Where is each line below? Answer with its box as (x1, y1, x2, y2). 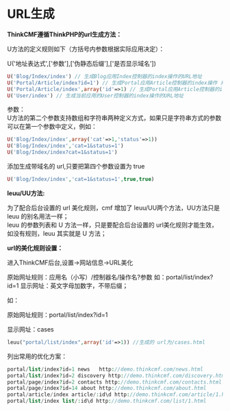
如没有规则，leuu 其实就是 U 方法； (7, 229, 107, 237)
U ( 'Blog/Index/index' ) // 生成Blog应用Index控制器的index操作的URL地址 (7, 73, 203, 79)
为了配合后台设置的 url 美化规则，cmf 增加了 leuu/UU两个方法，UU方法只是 (7, 203, 220, 212)
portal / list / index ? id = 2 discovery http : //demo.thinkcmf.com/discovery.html (7, 372, 228, 379)
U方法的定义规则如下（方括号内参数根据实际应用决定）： (7, 45, 165, 53)
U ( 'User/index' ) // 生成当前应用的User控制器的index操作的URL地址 (7, 92, 184, 99)
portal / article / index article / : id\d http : (7, 391, 130, 398)
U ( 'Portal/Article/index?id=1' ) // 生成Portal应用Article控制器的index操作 (7, 79, 218, 86)
